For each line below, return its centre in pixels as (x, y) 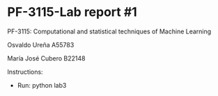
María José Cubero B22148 (46, 58)
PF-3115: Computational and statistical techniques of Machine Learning (109, 31)
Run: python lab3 (42, 85)
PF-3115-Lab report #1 (72, 12)
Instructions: (25, 72)
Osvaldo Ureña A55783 (41, 45)
